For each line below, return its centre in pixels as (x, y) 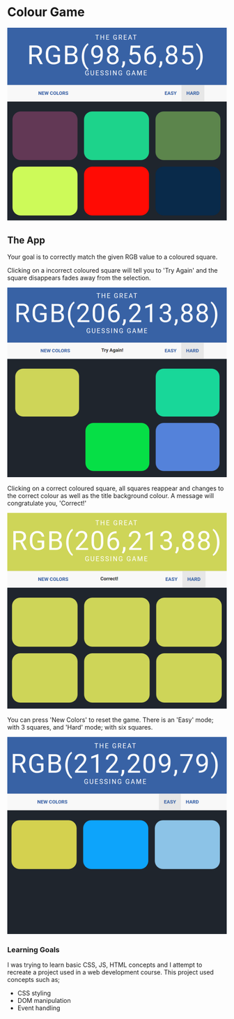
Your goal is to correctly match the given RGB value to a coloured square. (112, 257)
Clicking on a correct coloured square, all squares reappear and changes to (116, 488)
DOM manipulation (44, 1001)
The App (26, 240)
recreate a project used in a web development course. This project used (111, 972)
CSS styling (34, 993)
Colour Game (46, 12)
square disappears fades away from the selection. (79, 278)
